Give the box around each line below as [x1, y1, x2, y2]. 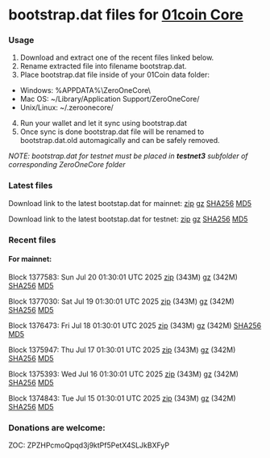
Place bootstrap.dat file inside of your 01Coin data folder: [19, 70, 210, 80]
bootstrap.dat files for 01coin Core [8, 6, 243, 24]
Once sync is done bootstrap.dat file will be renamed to [19, 127, 205, 137]
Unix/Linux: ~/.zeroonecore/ [19, 103, 114, 112]
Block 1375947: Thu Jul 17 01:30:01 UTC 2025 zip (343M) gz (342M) [8, 345, 236, 355]
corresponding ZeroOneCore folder [8, 160, 126, 170]
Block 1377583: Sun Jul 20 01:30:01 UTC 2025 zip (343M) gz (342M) [8, 272, 238, 282]
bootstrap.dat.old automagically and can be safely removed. [19, 136, 220, 145]
